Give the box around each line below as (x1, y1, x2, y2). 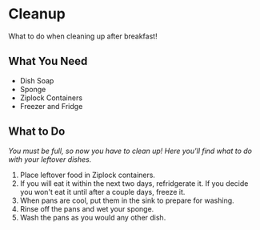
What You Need (8, 54, 88, 68)
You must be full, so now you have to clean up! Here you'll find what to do (8, 146, 253, 155)
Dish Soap (19, 75, 54, 85)
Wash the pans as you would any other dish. (19, 212, 166, 222)
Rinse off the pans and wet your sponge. (19, 204, 154, 213)
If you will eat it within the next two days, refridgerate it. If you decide (19, 178, 249, 188)
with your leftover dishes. (8, 154, 92, 164)
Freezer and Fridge (19, 101, 83, 111)
